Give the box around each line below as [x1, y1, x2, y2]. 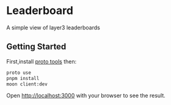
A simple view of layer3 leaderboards [6, 24, 101, 31]
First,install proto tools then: [6, 57, 77, 65]
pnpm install [6, 75, 40, 81]
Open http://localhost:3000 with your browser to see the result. [6, 92, 166, 100]
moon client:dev [6, 81, 48, 87]
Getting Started [6, 42, 67, 52]
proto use [6, 70, 32, 76]
